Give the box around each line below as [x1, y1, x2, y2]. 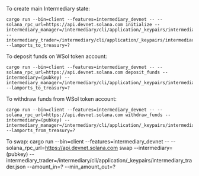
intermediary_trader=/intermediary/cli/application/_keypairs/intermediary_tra [6, 157, 192, 164]
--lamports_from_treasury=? [6, 127, 76, 133]
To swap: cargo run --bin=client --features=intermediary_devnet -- [6, 138, 170, 145]
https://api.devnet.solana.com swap [44, 145, 133, 151]
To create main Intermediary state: [6, 5, 90, 12]
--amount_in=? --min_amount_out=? [27, 163, 115, 170]
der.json [6, 163, 26, 170]
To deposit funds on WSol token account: [6, 53, 108, 60]
